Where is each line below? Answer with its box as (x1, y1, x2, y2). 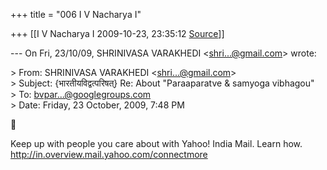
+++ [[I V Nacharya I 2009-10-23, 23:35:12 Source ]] (10, 28, 225, 39)
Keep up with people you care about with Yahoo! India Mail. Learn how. (10, 138, 303, 149)
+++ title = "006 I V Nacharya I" (10, 9, 142, 20)
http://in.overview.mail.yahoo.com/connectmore (10, 149, 208, 160)
